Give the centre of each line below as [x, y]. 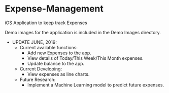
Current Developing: [41, 69]
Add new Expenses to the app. [59, 53]
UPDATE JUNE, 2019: [34, 42]
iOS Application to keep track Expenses [46, 23]
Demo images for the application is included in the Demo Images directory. [83, 32]
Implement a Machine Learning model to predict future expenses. [96, 85]
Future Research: [38, 79]
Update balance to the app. [56, 63]
